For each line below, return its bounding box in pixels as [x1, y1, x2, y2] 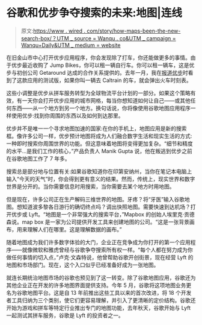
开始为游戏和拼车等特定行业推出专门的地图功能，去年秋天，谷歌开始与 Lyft [6, 304, 191, 311]
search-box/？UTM [20, 34, 69, 42]
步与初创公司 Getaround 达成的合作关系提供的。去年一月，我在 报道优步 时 [6, 69, 188, 76]
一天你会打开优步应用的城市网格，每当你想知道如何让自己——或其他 [22, 96, 191, 104]
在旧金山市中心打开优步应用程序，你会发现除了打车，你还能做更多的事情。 [6, 54, 191, 61]
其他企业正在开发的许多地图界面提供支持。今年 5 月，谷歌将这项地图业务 [6, 282, 186, 289]
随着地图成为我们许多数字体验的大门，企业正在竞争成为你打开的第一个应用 [6, 238, 191, 245]
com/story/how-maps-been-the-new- [87, 27, 181, 34]
